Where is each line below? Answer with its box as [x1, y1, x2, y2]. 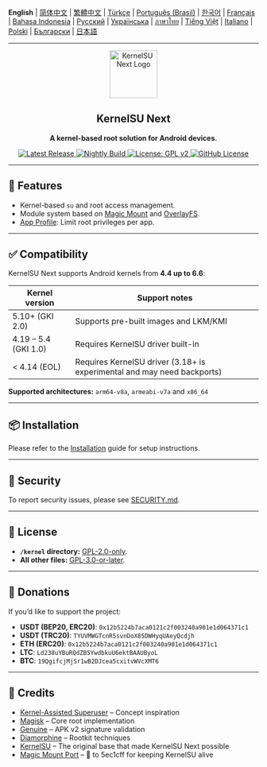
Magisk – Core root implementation [19, 715, 135, 726]
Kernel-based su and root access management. [19, 200, 176, 210]
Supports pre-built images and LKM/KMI [75, 316, 228, 327]
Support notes [137, 292, 193, 304]
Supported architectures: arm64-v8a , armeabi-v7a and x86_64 [8, 387, 209, 397]
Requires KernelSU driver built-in [75, 339, 200, 350]
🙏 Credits [8, 687, 56, 700]
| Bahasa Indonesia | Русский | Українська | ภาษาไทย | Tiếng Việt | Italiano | [8, 17, 253, 26]
